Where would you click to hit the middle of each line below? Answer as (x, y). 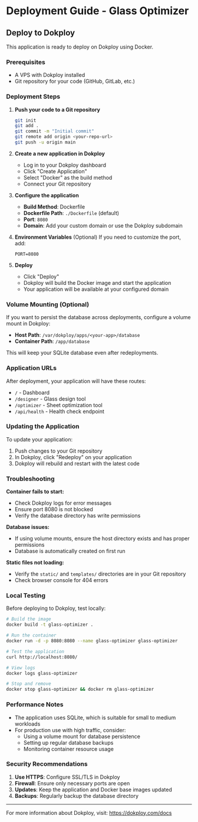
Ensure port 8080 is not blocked (54, 509)
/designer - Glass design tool (50, 399)
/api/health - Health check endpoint (60, 411)
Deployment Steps (33, 97)
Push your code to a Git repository (57, 109)
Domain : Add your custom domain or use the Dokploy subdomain (103, 225)
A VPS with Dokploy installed (50, 75)
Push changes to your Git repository (58, 451)
